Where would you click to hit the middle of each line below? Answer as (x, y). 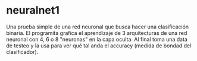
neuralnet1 (33, 10)
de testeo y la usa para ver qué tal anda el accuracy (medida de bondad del (99, 46)
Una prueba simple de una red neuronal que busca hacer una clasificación (98, 27)
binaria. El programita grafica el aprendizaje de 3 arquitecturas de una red (97, 33)
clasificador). (22, 52)
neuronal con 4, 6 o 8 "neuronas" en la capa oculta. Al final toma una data (97, 39)
